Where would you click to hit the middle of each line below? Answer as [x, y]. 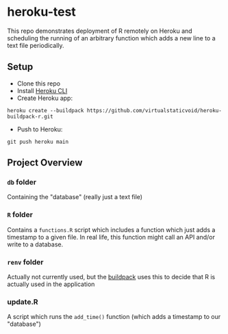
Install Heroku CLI [42, 90]
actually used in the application [51, 284]
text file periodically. [36, 45]
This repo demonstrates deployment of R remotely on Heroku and [100, 31]
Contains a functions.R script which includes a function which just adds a [111, 229]
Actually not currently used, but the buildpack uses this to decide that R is [111, 277]
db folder [22, 182]
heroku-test [42, 12]
